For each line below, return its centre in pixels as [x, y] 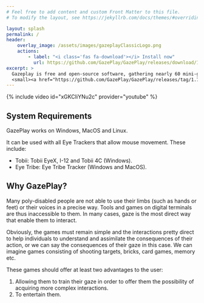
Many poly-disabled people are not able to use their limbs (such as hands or [101, 201]
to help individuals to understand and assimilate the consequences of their [100, 239]
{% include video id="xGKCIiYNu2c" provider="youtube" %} [82, 97]
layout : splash [25, 29]
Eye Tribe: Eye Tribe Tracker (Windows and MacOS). [81, 167]
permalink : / [23, 34]
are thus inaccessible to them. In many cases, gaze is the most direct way [99, 214]
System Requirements [49, 116]
